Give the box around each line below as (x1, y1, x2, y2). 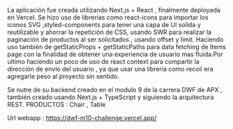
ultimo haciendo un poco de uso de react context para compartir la (7, 58, 200, 65)
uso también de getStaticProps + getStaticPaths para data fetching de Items (7, 43, 227, 51)
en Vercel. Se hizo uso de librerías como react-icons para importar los (7, 13, 209, 21)
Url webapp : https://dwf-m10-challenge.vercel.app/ (7, 114, 157, 122)
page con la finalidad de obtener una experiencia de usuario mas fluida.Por (7, 50, 223, 58)
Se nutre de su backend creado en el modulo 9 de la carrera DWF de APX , (7, 86, 223, 94)
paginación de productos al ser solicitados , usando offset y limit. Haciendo (7, 35, 224, 44)
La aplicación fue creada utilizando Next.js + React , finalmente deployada (7, 6, 221, 14)
